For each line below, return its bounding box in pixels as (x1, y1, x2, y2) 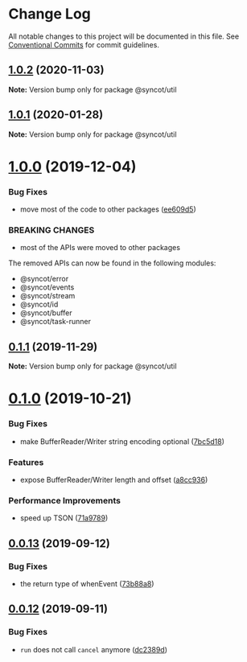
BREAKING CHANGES (8, 224, 95, 236)
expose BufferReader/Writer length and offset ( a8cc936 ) (19, 475, 208, 484)
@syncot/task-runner (19, 317, 91, 327)
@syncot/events (19, 282, 75, 292)
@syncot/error (19, 274, 69, 284)
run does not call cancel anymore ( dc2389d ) (19, 644, 167, 654)
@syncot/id (19, 299, 59, 310)
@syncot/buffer (19, 308, 72, 318)
